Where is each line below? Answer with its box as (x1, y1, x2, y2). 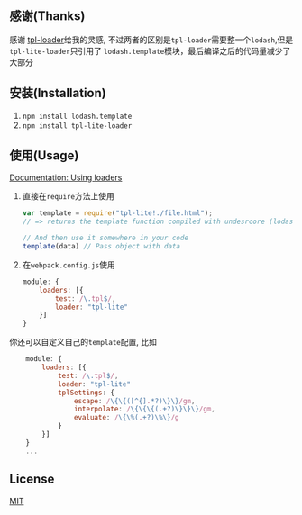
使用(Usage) (9, 148, 79, 164)
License (9, 472, 55, 487)
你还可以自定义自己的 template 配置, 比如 (9, 337, 158, 348)
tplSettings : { (57, 388, 115, 397)
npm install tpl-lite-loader (22, 121, 133, 131)
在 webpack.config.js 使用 (22, 259, 115, 270)
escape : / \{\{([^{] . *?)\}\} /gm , (73, 396, 196, 405)
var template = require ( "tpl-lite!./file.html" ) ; (22, 209, 214, 218)
